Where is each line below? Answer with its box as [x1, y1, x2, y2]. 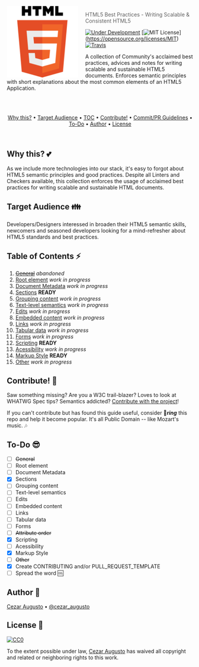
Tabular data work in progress [15, 327, 89, 334]
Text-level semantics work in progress [15, 302, 109, 309]
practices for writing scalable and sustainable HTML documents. [7, 184, 165, 191]
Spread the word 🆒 [15, 569, 64, 577]
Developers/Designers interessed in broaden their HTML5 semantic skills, [7, 220, 187, 228]
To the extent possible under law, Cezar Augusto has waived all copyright [7, 647, 186, 655]
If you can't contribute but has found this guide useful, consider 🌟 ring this [7, 409, 188, 417]
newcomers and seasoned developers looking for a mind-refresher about [7, 227, 186, 234]
